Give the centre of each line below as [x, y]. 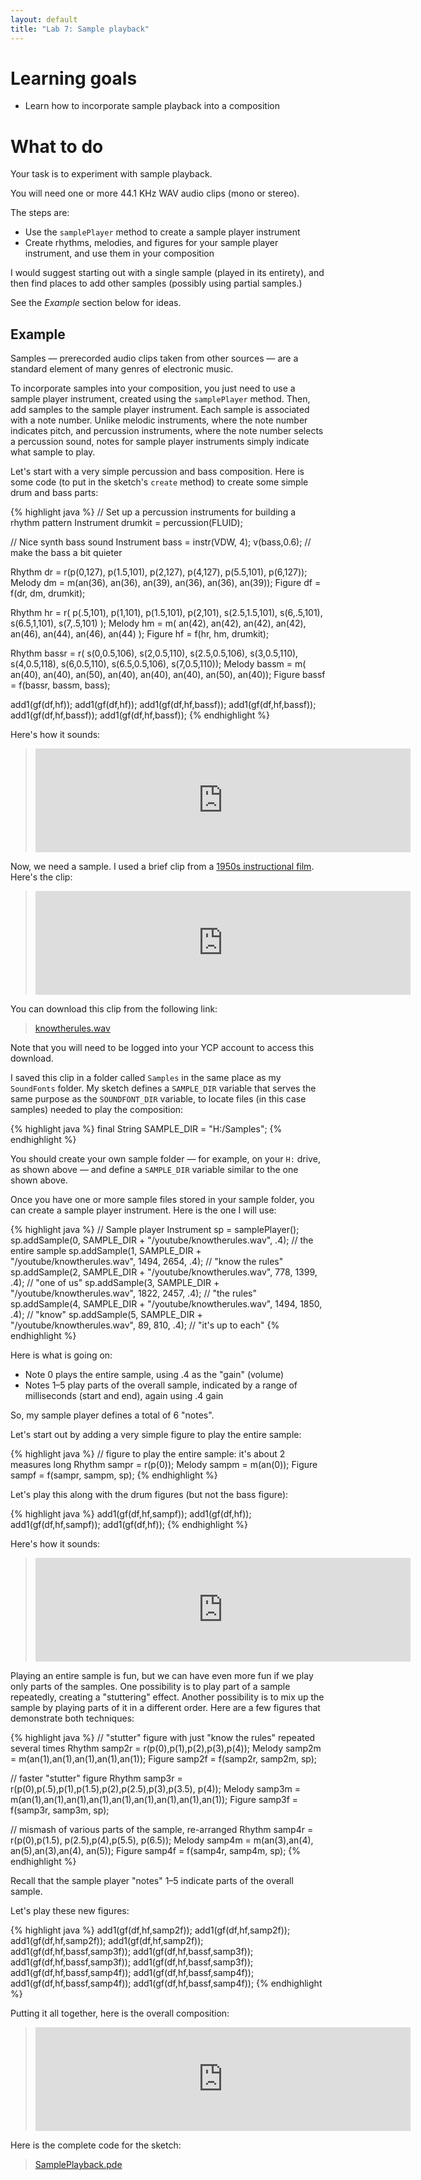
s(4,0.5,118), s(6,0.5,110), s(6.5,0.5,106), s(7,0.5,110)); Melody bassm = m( [158, 664]
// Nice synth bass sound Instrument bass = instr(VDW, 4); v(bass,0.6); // [161, 542]
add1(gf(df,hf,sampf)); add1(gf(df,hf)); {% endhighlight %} [129, 1525]
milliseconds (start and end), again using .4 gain [124, 1396]
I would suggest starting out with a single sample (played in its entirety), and [167, 273]
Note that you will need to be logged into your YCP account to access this [162, 1048]
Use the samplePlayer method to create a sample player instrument [162, 232]
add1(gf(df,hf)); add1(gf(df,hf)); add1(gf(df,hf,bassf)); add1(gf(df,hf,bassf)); [163, 705]
